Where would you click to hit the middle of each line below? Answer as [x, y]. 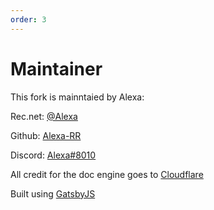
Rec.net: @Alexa [44, 116]
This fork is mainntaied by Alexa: [77, 97]
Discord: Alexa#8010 [53, 155]
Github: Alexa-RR [46, 135]
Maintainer [56, 68]
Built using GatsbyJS [53, 193]
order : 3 [28, 19]
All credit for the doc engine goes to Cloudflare [107, 174]
